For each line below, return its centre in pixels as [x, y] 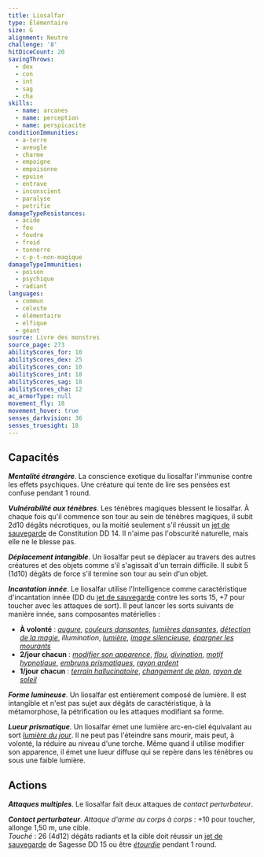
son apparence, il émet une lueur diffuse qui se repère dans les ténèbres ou [131, 752]
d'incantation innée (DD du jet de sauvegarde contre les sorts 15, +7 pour [126, 597]
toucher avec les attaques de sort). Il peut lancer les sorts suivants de [121, 606]
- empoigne [33, 162]
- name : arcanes [42, 111]
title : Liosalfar [37, 15]
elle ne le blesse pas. [42, 542]
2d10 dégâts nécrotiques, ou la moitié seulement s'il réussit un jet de [119, 525]
